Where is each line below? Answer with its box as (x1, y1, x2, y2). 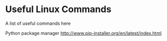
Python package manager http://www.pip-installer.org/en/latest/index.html (5, 30, 162, 36)
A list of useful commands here (5, 20, 71, 26)
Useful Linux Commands (5, 4, 112, 15)
